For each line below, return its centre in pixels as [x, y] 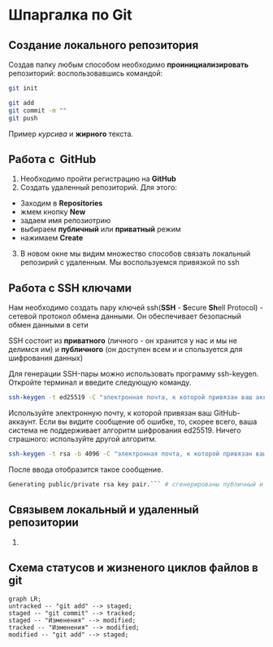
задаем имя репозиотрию [65, 221]
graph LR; [25, 599]
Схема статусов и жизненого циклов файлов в [133, 568]
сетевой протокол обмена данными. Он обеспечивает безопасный [125, 316]
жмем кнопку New [53, 212]
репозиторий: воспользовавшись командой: [86, 73]
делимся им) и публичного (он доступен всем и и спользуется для [126, 350]
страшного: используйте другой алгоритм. [82, 439]
